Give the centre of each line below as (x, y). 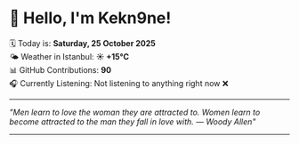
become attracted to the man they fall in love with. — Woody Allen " (133, 121)
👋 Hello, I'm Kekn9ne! (90, 18)
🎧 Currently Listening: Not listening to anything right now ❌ (119, 83)
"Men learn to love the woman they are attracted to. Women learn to (135, 112)
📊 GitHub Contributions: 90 (61, 69)
